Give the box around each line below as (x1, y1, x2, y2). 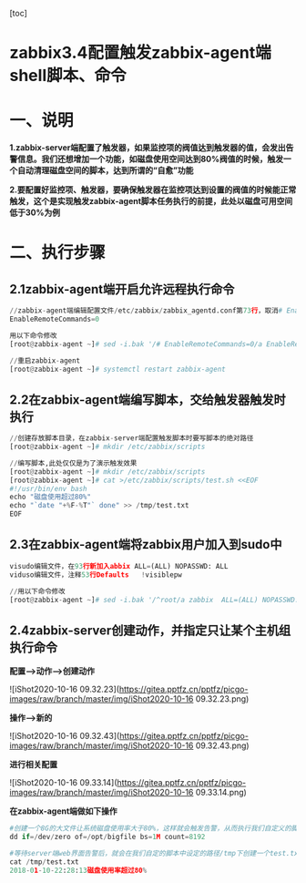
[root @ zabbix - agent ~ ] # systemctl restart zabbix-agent (9, 364, 226, 374)
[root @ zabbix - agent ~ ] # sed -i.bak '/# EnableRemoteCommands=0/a (9, 339, 262, 349)
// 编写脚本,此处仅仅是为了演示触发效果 (9, 458, 138, 467)
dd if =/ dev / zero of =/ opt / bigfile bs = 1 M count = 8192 (9, 833, 206, 842)
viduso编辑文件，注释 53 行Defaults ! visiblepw (9, 570, 182, 580)
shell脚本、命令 (9, 66, 127, 86)
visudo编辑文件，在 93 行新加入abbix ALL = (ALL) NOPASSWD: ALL (9, 561, 229, 570)
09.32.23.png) (195, 693, 250, 704)
